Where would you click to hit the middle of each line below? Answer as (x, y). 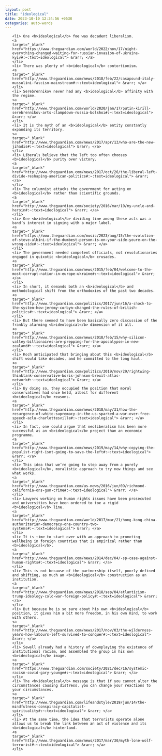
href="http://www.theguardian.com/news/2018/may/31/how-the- (75, 410)
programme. (23, 435)
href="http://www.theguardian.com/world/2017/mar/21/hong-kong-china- (85, 520)
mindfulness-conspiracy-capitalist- (49, 707)
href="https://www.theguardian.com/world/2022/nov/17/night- (75, 49)
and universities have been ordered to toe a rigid (65, 503)
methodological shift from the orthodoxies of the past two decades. (84, 291)
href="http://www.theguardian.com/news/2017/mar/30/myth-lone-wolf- (82, 741)
